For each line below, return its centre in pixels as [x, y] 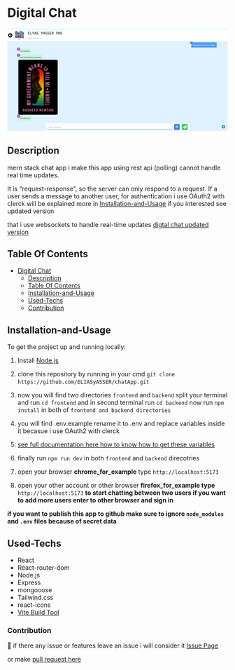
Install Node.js [38, 361]
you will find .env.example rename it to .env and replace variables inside [121, 424]
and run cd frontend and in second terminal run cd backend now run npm [121, 403]
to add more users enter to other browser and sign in [95, 500]
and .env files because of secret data [62, 521]
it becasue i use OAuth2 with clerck [69, 431]
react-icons [34, 605]
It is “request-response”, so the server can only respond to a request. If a [113, 189]
